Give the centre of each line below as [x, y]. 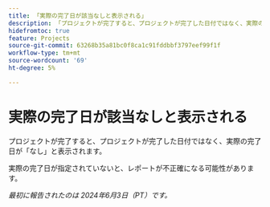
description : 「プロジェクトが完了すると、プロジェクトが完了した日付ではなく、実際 [133, 23]
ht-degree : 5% [32, 68]
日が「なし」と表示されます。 [57, 151]
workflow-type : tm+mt [45, 53]
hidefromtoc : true [39, 30]
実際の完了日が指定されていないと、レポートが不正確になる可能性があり [128, 168]
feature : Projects [39, 38]
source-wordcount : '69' [48, 61]
